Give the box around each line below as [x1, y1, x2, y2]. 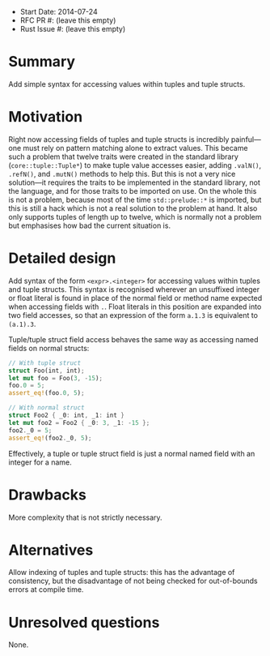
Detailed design [8, 249, 116, 268]
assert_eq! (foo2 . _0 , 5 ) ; [8, 434, 92, 442]
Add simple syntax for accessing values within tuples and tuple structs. [8, 79, 246, 88]
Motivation [8, 108, 83, 126]
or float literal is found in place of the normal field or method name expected [8, 293, 263, 302]
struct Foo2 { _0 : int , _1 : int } [8, 411, 125, 420]
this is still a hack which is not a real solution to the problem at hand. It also [8, 203, 258, 213]
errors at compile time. [8, 585, 84, 594]
